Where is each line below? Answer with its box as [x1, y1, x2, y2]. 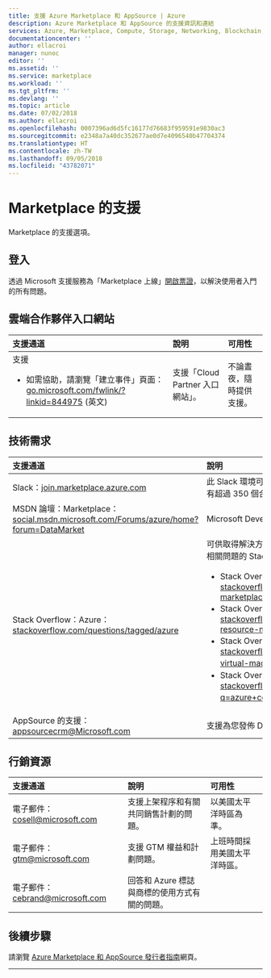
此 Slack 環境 [206, 475, 256, 487]
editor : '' [8, 57, 45, 65]
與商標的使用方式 [127, 887, 193, 898]
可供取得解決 [206, 538, 256, 550]
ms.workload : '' [8, 79, 63, 87]
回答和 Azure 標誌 [127, 875, 195, 886]
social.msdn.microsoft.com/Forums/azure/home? [12, 513, 199, 525]
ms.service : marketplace [8, 72, 92, 80]
